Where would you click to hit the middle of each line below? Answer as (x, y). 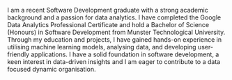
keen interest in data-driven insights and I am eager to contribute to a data (114, 62)
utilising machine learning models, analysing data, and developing (102, 47)
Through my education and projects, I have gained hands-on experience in (115, 40)
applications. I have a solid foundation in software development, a (125, 54)
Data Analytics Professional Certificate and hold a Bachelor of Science (108, 25)
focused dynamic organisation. (52, 69)
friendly (18, 54)
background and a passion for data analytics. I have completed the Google (114, 17)
